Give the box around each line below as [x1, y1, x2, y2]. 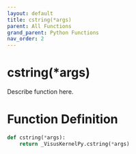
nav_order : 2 [7, 36, 44, 42]
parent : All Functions [7, 23, 72, 29]
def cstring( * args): [7, 134, 66, 141]
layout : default [7, 10, 53, 17]
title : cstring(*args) [7, 16, 72, 23]
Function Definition [7, 112, 118, 127]
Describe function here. [7, 88, 74, 96]
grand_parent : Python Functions [7, 29, 99, 36]
